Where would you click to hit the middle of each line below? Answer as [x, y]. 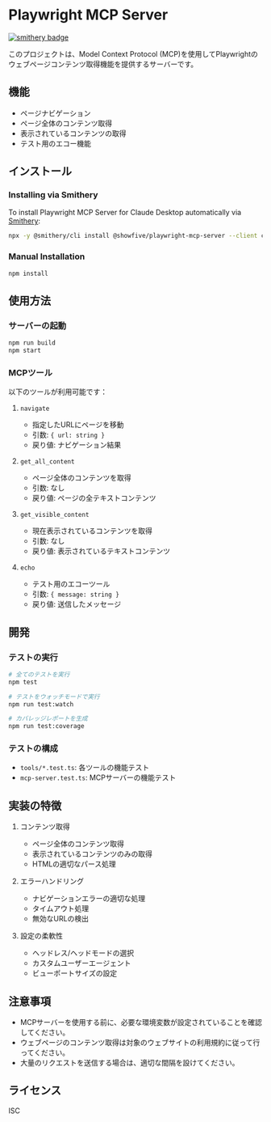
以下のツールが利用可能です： [58, 392]
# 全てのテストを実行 [39, 674]
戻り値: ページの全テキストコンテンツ [94, 498]
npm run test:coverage [46, 726]
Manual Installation [47, 256]
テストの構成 [33, 748]
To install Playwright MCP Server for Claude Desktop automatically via [125, 213]
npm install [28, 273]
